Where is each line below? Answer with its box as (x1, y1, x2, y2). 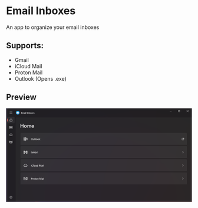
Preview (6, 93, 37, 103)
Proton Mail (14, 69, 43, 76)
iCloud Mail (14, 62, 42, 70)
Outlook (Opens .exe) (14, 75, 67, 82)
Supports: (6, 41, 44, 51)
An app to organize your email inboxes (6, 24, 100, 31)
